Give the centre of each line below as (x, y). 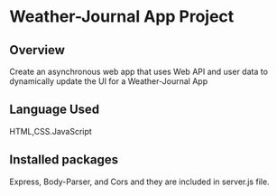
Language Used (55, 110)
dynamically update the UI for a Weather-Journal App (109, 81)
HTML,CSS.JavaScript (51, 131)
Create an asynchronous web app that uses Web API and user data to (139, 71)
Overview (37, 50)
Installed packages (64, 160)
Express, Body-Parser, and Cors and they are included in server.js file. (139, 182)
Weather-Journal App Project (122, 17)
